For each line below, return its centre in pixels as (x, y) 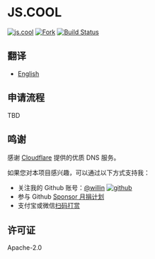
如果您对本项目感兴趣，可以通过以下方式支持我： (79, 173)
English (28, 73)
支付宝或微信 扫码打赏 (48, 206)
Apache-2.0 (25, 248)
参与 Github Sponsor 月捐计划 (61, 197)
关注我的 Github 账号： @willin (61, 188)
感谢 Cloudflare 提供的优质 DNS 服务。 (64, 158)
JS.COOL (35, 12)
